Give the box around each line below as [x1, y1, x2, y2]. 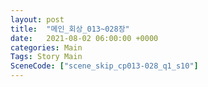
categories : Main [10, 42, 83, 53]
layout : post [10, 14, 65, 25]
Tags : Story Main [10, 52, 83, 62]
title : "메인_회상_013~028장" [10, 24, 130, 34]
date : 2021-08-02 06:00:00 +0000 [10, 33, 159, 43]
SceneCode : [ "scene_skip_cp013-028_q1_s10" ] [10, 61, 199, 71]
